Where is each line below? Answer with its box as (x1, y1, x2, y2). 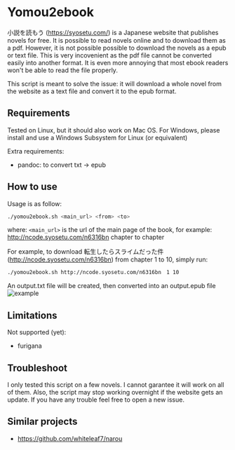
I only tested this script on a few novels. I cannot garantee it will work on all (7, 380, 224, 389)
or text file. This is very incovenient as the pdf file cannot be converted (7, 50, 212, 60)
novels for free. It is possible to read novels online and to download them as (7, 36, 226, 44)
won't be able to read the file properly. (7, 66, 118, 74)
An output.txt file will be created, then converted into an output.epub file (7, 282, 216, 290)
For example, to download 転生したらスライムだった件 (7, 247, 164, 256)
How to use (7, 181, 58, 193)
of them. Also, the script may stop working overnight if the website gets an (7, 388, 223, 396)
